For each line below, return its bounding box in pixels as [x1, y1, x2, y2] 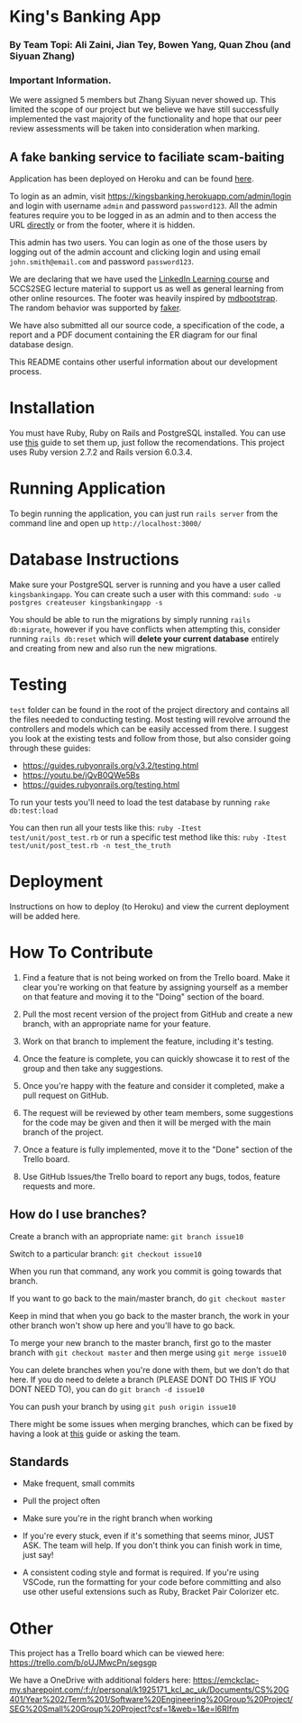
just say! [22, 1550, 54, 1561]
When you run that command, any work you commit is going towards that [9, 1266, 282, 1276]
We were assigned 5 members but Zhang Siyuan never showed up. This [9, 95, 277, 106]
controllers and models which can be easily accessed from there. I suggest [9, 723, 288, 734]
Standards [9, 1454, 69, 1470]
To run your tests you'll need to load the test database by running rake [9, 797, 270, 807]
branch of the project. [22, 1126, 104, 1138]
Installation [9, 398, 96, 419]
